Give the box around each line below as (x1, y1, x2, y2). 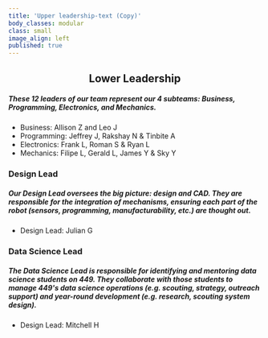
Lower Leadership (88, 72, 181, 85)
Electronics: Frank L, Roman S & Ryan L (19, 140, 150, 150)
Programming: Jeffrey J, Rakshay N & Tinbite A (19, 131, 176, 141)
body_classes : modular (8, 19, 84, 27)
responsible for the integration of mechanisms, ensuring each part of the (8, 197, 258, 206)
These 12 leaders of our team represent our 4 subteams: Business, (8, 94, 235, 104)
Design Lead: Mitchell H (19, 320, 99, 330)
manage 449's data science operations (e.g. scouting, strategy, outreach (8, 282, 260, 292)
